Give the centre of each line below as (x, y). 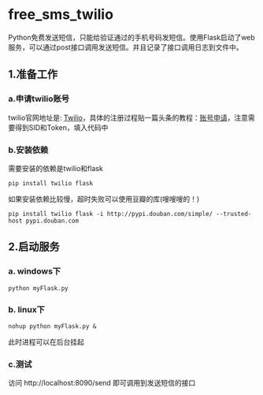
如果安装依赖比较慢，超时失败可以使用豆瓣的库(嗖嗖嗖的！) (104, 199)
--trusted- (234, 214)
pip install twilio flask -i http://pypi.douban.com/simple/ (111, 214)
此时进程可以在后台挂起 (46, 341)
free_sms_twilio (61, 15)
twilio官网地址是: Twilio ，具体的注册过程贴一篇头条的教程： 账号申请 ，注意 (128, 117)
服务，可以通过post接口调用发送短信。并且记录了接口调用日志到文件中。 (126, 47)
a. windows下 (35, 271)
